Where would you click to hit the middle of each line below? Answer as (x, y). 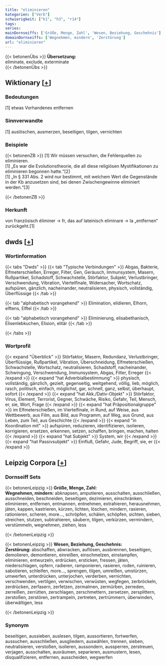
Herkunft (16, 210)
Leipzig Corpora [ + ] (36, 463)
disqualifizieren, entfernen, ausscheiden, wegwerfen (59, 658)
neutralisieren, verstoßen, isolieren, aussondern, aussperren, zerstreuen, (80, 647)
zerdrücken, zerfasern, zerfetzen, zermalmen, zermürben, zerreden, (75, 587)
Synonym (17, 625)
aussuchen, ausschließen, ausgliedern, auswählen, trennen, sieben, (75, 642)
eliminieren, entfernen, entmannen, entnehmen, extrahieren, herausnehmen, (83, 504)
